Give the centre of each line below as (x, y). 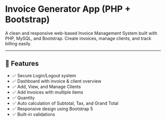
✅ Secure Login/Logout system (44, 75)
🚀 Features (22, 64)
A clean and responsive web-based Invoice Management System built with (81, 33)
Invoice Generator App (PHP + (68, 9)
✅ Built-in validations (34, 114)
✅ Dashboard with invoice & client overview (57, 81)
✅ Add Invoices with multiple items (48, 92)
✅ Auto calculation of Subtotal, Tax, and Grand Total (65, 103)
